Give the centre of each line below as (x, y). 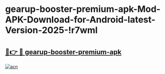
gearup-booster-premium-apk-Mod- (83, 9)
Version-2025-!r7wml (52, 30)
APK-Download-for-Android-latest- (80, 20)
